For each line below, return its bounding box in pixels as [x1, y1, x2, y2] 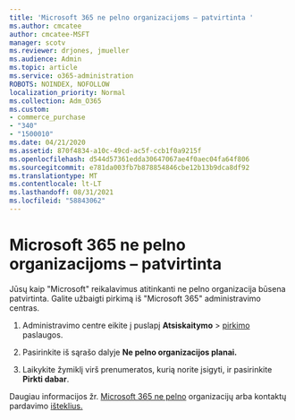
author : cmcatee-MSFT [9, 30, 90, 39]
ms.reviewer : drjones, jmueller [9, 47, 130, 56]
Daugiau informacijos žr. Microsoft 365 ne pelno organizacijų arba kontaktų [9, 390, 287, 401]
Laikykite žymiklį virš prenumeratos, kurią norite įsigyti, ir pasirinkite [21, 364, 273, 374]
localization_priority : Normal [9, 88, 126, 97]
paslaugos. [21, 329, 63, 340]
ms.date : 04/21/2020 [9, 138, 87, 147]
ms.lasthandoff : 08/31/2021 [9, 188, 114, 197]
